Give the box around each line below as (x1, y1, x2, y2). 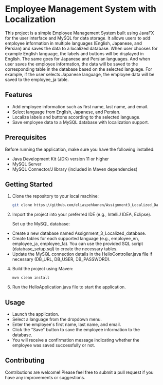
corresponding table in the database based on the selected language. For (5, 66, 152, 72)
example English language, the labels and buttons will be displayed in (5, 50, 144, 57)
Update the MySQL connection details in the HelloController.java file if (12, 251, 152, 257)
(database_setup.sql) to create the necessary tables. (12, 246, 118, 252)
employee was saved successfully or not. (12, 342, 95, 348)
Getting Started (5, 180, 53, 188)
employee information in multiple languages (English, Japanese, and (5, 40, 142, 46)
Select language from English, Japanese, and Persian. (12, 109, 121, 115)
